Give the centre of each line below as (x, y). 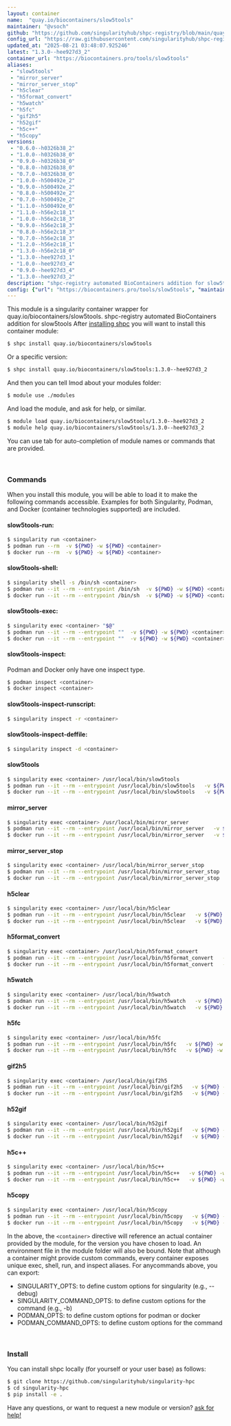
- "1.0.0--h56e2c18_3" (43, 219)
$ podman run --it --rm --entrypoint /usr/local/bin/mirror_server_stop (113, 872)
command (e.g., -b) (45, 1308)
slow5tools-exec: (33, 611)
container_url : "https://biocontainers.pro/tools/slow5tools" (98, 59)
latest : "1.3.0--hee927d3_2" (49, 52)
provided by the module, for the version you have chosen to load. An (104, 1243)
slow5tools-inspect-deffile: (47, 734)
